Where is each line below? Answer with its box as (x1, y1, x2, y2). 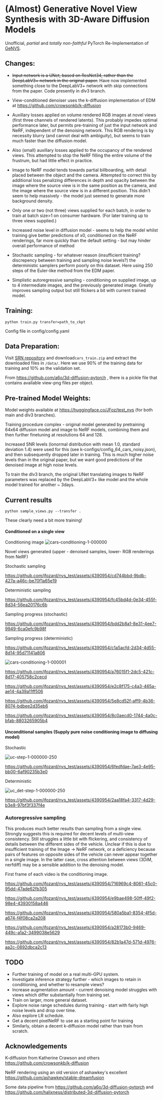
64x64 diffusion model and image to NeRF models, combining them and (5, 427, 149, 433)
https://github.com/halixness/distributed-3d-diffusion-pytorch (5, 1089, 130, 1095)
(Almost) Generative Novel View (5, 3, 137, 15)
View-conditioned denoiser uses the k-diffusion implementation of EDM (12, 97, 156, 103)
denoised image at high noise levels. (5, 462, 78, 468)
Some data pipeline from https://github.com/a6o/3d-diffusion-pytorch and (5, 1084, 154, 1090)
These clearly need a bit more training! (5, 517, 82, 523)
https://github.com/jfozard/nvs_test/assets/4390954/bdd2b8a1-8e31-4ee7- (5, 621, 157, 627)
